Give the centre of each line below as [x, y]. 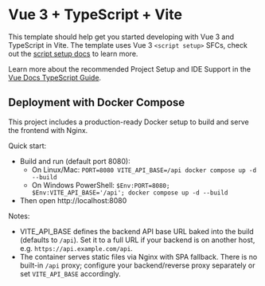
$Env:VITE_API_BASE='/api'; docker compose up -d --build [130, 193]
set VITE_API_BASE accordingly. [70, 273]
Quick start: [27, 146]
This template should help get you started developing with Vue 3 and [121, 37]
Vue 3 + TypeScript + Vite [95, 15]
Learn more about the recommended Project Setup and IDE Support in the [130, 69]
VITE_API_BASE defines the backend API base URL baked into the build [137, 231]
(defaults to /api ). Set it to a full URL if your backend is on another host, [137, 240]
